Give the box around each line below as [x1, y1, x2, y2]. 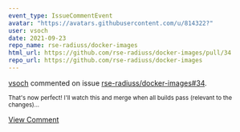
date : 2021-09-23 [8, 34, 67, 42]
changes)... [8, 101, 40, 109]
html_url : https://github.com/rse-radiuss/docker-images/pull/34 [8, 49, 231, 57]
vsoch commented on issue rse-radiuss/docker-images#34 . [8, 78, 207, 88]
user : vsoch [8, 26, 48, 34]
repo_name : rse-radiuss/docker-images [8, 42, 138, 50]
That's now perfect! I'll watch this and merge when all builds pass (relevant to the [8, 94, 233, 102]
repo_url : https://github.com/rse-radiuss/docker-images [8, 57, 203, 65]
